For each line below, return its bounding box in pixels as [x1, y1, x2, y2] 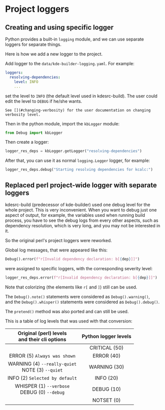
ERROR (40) [93, 352, 121, 359]
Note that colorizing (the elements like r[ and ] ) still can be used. [5, 284, 137, 290]
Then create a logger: [5, 139, 49, 145]
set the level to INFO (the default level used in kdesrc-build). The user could [5, 93, 158, 99]
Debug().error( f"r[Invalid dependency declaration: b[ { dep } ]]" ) [5, 256, 140, 261]
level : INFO [14, 79, 38, 84]
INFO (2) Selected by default [7, 374, 77, 381]
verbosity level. [5, 112, 41, 117]
